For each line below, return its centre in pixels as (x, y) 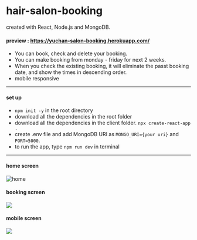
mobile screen (24, 218)
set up (14, 97)
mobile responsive (37, 79)
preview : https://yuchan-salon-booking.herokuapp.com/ (78, 40)
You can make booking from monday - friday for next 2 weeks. (90, 60)
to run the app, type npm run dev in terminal (67, 147)
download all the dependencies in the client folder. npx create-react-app (102, 123)
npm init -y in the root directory (54, 110)
